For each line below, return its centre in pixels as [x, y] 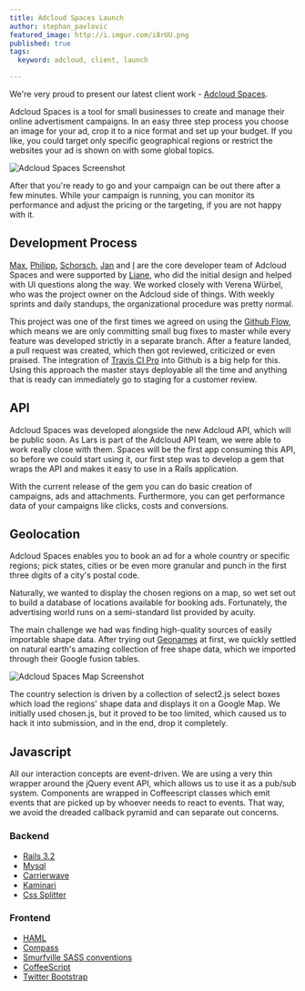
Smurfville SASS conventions [77, 957]
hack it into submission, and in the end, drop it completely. [119, 723]
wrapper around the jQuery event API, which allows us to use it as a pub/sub [153, 784]
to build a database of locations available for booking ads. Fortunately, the [148, 602]
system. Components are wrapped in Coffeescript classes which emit [140, 794]
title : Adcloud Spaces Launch [67, 18]
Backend [30, 836]
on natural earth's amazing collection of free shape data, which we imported [152, 649]
